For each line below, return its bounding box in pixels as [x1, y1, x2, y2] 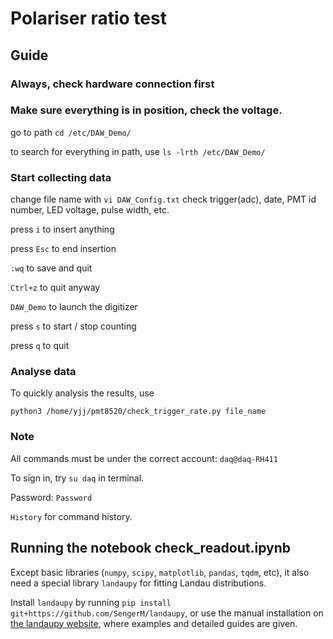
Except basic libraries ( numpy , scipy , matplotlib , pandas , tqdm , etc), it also [10, 566, 310, 578]
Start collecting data [10, 170, 112, 184]
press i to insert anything [10, 223, 115, 236]
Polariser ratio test [10, 7, 167, 30]
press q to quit [10, 340, 70, 352]
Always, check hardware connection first [10, 77, 215, 91]
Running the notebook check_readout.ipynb [10, 540, 291, 557]
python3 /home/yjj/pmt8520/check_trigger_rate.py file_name [10, 407, 267, 417]
